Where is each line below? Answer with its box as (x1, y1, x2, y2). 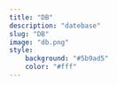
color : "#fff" (25, 63, 77, 72)
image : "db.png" (9, 37, 69, 47)
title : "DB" (9, 12, 53, 22)
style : (9, 46, 34, 55)
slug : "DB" (9, 29, 50, 38)
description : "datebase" (9, 21, 101, 30)
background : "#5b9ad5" (25, 54, 109, 63)
